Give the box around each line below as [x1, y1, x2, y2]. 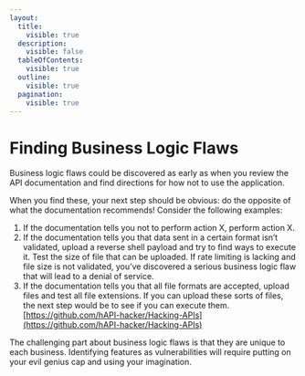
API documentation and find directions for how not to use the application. [9, 177, 285, 188]
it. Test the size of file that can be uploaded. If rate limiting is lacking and [22, 252, 297, 263]
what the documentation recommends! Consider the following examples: [9, 204, 283, 215]
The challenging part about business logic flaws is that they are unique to [9, 337, 286, 348]
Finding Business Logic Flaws [9, 138, 239, 158]
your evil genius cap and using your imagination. [9, 357, 192, 368]
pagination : [17, 89, 64, 99]
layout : [9, 13, 39, 23]
